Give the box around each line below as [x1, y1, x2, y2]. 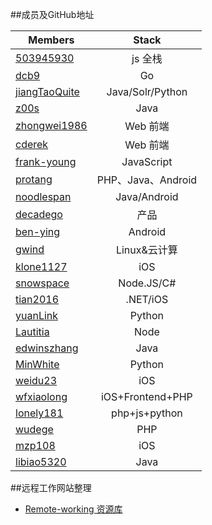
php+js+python [111, 406, 183, 420]
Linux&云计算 [115, 243, 178, 257]
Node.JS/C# [118, 276, 177, 290]
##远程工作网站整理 [10, 482, 92, 493]
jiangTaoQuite [15, 85, 80, 98]
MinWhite [15, 358, 60, 371]
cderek [15, 138, 49, 151]
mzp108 [15, 439, 56, 452]
